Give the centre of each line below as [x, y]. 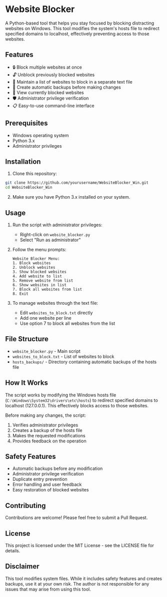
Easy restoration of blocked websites [50, 490]
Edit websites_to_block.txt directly [56, 313]
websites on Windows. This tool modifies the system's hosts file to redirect [82, 28]
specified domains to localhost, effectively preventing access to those [77, 34]
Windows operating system [40, 135]
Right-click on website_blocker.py [55, 234]
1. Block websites [31, 263]
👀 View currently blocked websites [48, 92]
